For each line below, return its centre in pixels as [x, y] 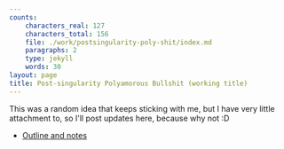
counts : [24, 17]
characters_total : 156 [67, 34]
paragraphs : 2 [51, 51]
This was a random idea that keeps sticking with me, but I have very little [142, 108]
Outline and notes [54, 135]
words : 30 [43, 67]
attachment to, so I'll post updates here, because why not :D [119, 118]
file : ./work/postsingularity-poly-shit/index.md [119, 42]
